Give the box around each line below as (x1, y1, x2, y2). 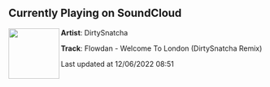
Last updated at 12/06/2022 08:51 (60, 59, 175, 68)
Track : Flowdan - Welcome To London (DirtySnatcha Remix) (60, 43, 263, 53)
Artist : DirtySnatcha (60, 27, 128, 37)
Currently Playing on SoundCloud (8, 6, 182, 20)
